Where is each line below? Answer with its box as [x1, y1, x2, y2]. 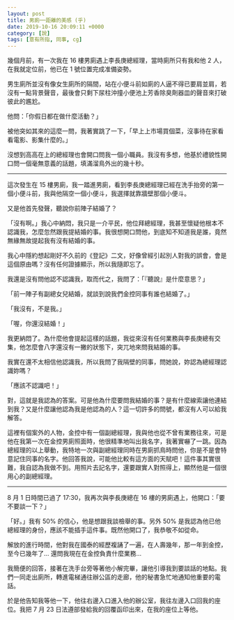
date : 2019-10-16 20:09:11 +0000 [7, 23, 104, 30]
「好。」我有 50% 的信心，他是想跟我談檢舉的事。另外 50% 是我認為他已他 [7, 517, 221, 526]
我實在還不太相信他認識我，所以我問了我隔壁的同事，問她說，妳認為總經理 [7, 357, 221, 367]
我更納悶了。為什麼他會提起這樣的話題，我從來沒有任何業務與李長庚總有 [7, 334, 214, 343]
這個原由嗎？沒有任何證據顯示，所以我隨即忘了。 [7, 260, 148, 269]
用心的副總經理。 [7, 472, 56, 480]
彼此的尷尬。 [7, 97, 44, 105]
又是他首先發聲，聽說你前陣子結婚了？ [7, 204, 117, 213]
